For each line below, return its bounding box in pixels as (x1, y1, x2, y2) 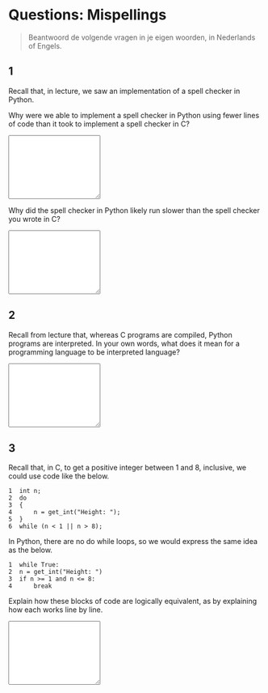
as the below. (8, 545, 52, 555)
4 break (8, 582, 52, 590)
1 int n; (8, 487, 42, 495)
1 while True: (8, 561, 60, 569)
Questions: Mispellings (8, 6, 167, 24)
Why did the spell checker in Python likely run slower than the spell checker (8, 205, 260, 215)
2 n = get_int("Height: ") (8, 568, 103, 576)
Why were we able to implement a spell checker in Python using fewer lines (8, 110, 260, 120)
